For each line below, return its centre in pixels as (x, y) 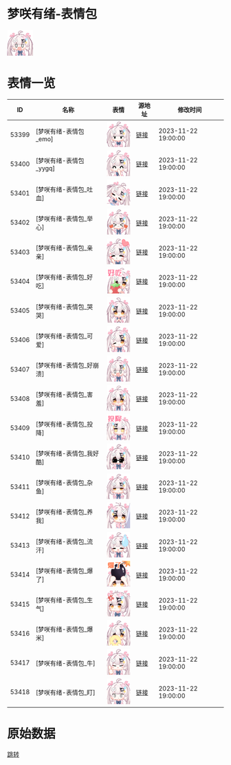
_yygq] (45, 168)
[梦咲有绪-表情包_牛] (65, 663)
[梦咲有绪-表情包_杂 (64, 483)
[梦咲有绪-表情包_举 (64, 218)
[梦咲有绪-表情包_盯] (65, 692)
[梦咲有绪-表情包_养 (64, 512)
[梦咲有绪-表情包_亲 (64, 248)
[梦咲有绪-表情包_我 (64, 453)
